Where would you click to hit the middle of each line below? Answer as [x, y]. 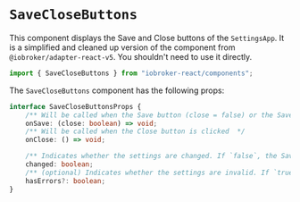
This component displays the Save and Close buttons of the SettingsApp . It [147, 38]
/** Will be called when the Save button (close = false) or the [150, 115]
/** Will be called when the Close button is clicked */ [135, 131]
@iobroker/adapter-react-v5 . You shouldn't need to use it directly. [131, 56]
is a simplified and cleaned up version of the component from [122, 47]
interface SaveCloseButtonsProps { [75, 106]
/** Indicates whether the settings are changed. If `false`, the [151, 156]
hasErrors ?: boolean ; [65, 181]
